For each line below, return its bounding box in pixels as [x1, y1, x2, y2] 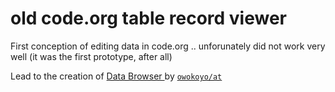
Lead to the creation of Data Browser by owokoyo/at [10, 70, 223, 82]
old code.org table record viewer [10, 7, 287, 30]
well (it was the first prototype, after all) [10, 50, 173, 62]
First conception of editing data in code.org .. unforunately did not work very [10, 40, 326, 52]
